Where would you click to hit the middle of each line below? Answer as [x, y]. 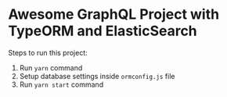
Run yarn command [51, 67]
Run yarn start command [61, 84]
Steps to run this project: [48, 52]
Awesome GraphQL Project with [114, 14]
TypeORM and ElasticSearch [103, 31]
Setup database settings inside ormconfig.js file [97, 76]
